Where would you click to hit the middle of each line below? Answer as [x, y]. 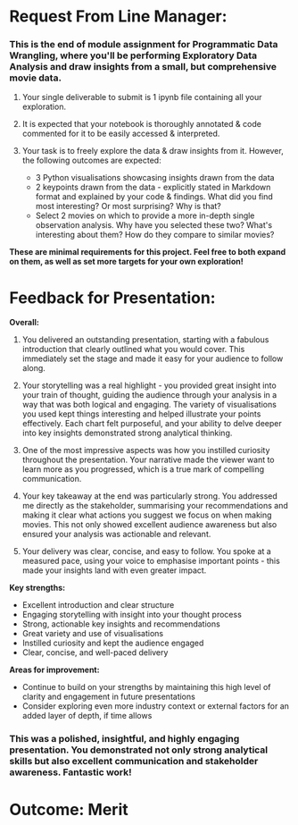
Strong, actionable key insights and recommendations [121, 624]
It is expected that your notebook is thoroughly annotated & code [141, 124]
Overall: [25, 323]
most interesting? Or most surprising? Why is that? [128, 206]
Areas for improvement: [54, 670]
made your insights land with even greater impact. [114, 570]
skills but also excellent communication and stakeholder [134, 762]
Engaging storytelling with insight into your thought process [132, 615]
